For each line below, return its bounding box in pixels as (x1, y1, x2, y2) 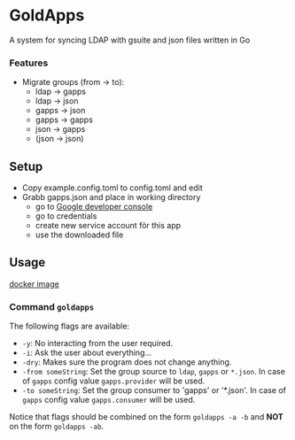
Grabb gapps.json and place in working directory (21, 192, 201, 203)
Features (9, 57, 49, 69)
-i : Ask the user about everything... (21, 347, 152, 359)
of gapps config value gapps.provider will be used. (21, 375, 206, 386)
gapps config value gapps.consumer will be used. (21, 395, 196, 405)
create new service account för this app (35, 220, 182, 231)
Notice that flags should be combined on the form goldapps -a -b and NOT (9, 412, 283, 422)
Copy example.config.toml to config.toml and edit (21, 182, 203, 193)
